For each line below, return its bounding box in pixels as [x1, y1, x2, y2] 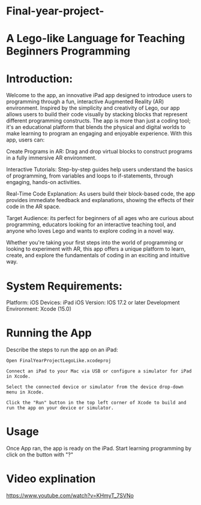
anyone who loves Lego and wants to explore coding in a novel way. [6, 227, 175, 235]
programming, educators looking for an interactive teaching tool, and [6, 221, 176, 229]
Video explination [6, 472, 96, 486]
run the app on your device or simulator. [6, 405, 114, 411]
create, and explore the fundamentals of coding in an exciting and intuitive [6, 252, 190, 259]
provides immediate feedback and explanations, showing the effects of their [6, 197, 194, 204]
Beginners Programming [6, 44, 131, 58]
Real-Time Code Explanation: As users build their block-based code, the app [6, 190, 196, 197]
